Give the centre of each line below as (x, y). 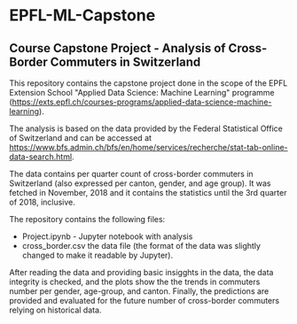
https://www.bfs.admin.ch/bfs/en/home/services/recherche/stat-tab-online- (148, 147)
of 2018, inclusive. (42, 202)
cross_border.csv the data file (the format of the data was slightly (141, 246)
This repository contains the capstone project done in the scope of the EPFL (148, 83)
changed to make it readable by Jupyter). (98, 255)
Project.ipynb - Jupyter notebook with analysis (107, 236)
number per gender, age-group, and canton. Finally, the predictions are (139, 291)
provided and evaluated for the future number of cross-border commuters (145, 301)
